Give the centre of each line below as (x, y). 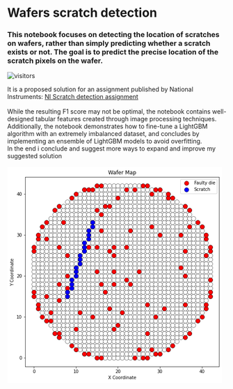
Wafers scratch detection (82, 13)
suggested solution (35, 156)
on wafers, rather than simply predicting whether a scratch (109, 43)
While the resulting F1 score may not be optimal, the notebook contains (109, 112)
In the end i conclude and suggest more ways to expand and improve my (112, 148)
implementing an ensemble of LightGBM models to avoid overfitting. (105, 142)
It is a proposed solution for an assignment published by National (100, 89)
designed (21, 119)
